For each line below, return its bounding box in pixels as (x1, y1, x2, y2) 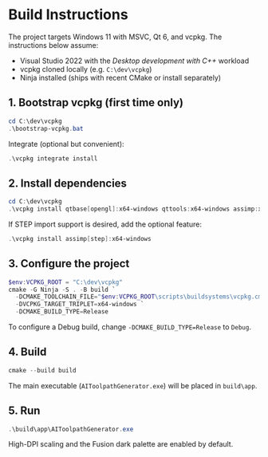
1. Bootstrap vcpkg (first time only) (8, 96, 184, 109)
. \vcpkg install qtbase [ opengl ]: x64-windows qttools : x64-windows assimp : (8, 205, 259, 213)
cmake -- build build (8, 366, 77, 374)
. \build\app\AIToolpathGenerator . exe (8, 425, 134, 433)
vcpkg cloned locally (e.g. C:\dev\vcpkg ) (19, 64, 152, 73)
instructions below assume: (8, 40, 99, 49)
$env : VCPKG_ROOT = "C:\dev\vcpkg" (8, 278, 124, 286)
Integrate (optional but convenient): (8, 139, 125, 148)
